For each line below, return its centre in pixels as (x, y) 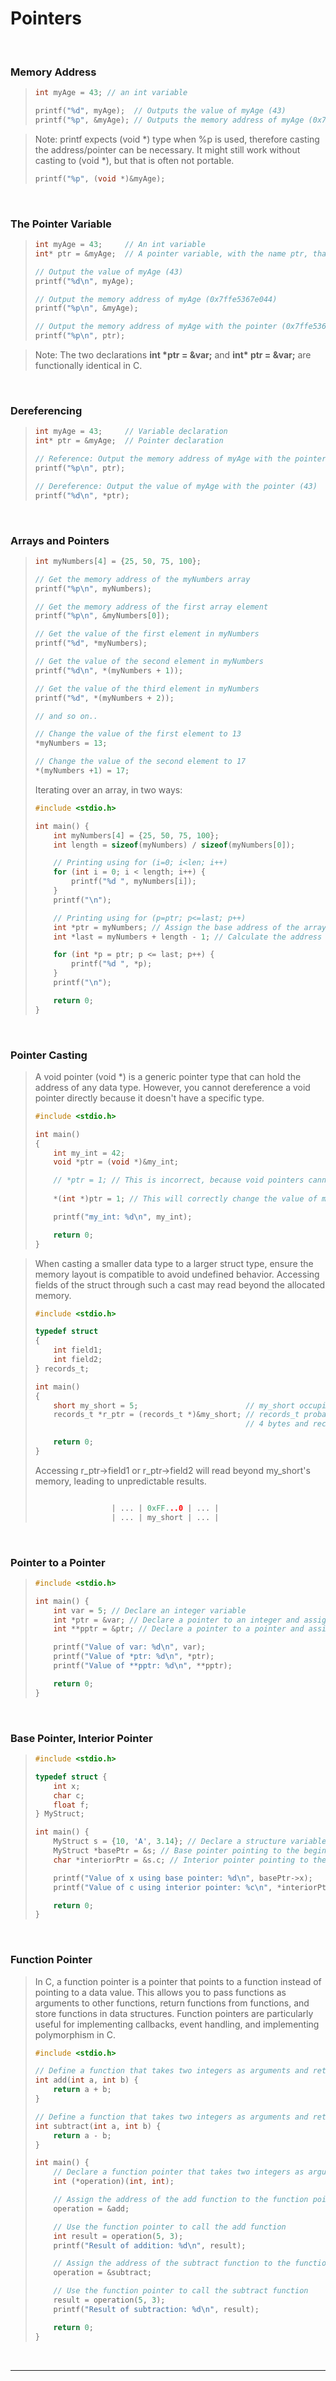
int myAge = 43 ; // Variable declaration (131, 432)
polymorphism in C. (75, 2034)
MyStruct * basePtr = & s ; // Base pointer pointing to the (176, 1851)
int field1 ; (78, 1350)
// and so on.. (66, 716)
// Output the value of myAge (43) (109, 272)
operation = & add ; (91, 2208)
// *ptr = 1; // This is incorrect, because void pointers (179, 1180)
